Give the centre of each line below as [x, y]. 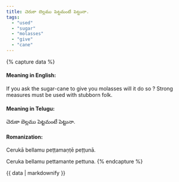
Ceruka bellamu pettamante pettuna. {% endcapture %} [75, 162]
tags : [13, 17]
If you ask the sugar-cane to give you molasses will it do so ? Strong [90, 89]
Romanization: [25, 137]
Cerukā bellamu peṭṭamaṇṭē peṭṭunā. [51, 150]
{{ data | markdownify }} [36, 173]
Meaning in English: [31, 76]
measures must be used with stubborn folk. [59, 95]
